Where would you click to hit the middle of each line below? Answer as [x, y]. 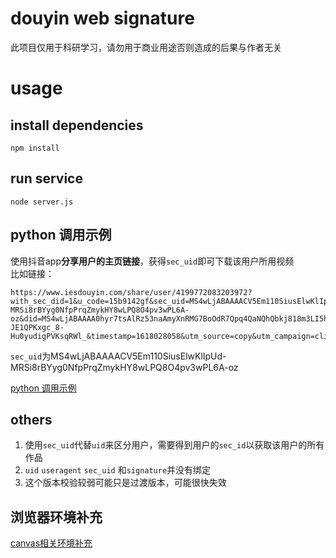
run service [46, 178]
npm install [35, 148]
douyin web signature [102, 18]
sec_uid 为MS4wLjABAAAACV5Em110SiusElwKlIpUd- [118, 356]
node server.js [42, 202]
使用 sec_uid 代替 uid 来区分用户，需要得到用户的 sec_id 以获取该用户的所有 [174, 445]
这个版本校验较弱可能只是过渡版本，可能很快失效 [125, 483]
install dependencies [77, 125]
